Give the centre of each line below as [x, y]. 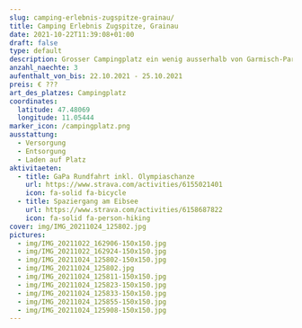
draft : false [34, 43]
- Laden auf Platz [52, 160]
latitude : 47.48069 [54, 110]
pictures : [28, 235]
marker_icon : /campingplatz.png [70, 127]
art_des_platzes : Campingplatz [68, 93]
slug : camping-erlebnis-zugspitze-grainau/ [92, 18]
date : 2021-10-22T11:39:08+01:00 [72, 34]
